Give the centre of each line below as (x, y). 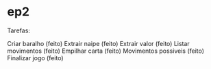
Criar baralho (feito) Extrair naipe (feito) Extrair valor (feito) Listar (98, 43)
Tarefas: (19, 30)
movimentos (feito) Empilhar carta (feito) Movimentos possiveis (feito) (105, 51)
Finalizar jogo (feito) (35, 57)
